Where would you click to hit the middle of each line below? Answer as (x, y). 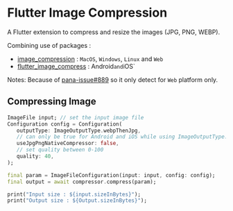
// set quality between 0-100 (60, 150)
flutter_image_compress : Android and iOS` (76, 66)
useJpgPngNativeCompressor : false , (68, 144)
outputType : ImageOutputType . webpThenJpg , (78, 130)
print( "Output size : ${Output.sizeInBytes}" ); (77, 201)
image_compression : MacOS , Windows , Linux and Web (90, 59)
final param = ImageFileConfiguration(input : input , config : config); (111, 175)
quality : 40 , (35, 156)
